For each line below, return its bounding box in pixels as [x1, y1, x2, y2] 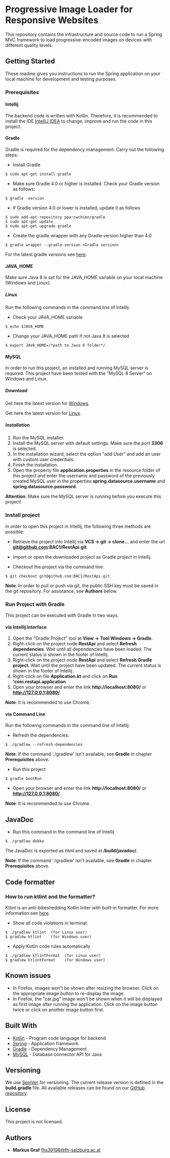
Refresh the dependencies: [12, 732, 70, 738]
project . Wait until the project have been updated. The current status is [12, 662, 161, 669]
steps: [5, 152, 18, 158]
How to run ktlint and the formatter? [5, 893, 95, 900]
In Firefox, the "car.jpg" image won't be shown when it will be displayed [12, 996, 162, 1002]
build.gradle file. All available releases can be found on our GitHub [5, 1085, 145, 1091]
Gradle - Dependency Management [12, 1046, 87, 1052]
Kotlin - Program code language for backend [12, 1035, 106, 1041]
